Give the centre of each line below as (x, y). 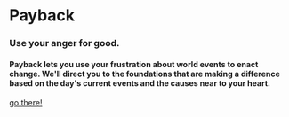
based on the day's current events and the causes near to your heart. (140, 83)
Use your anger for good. (64, 43)
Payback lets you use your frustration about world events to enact (134, 64)
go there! (26, 103)
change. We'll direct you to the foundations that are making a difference (144, 74)
